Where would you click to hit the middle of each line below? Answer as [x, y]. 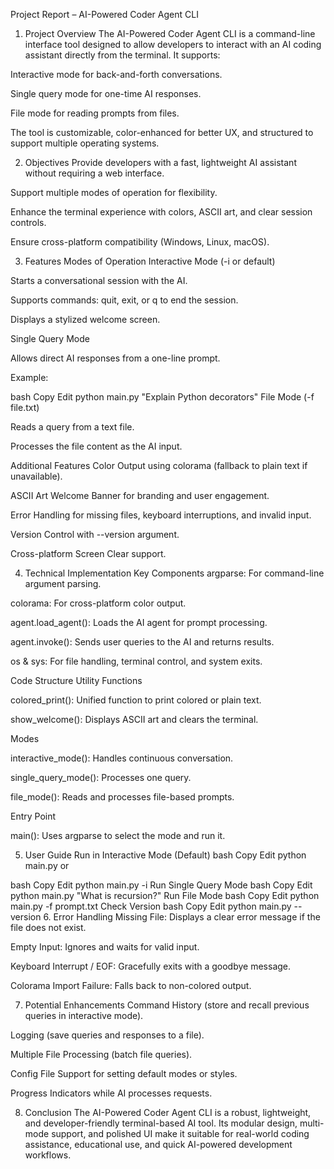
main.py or [47, 865]
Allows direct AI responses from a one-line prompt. [115, 358]
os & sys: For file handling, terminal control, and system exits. [136, 661]
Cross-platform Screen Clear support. [88, 553]
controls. [28, 222]
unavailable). [36, 476]
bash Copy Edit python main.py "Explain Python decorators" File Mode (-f [162, 397]
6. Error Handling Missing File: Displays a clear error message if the [182, 917]
